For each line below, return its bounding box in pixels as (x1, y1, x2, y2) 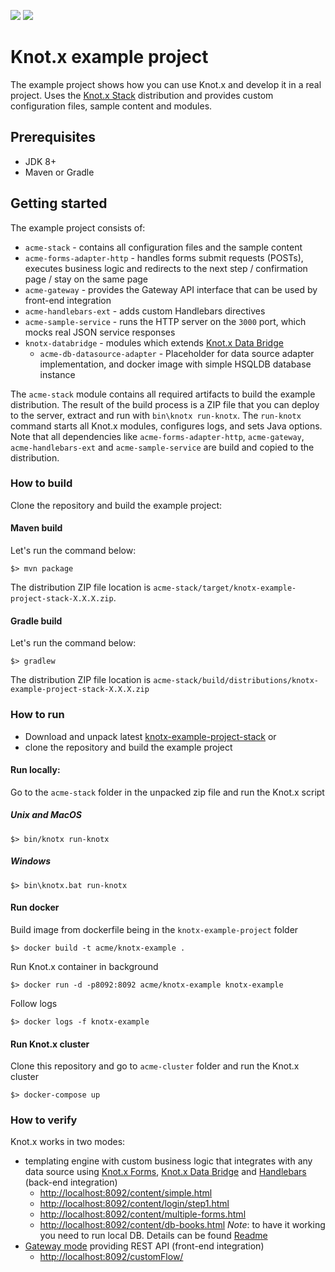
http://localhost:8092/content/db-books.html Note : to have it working (39, 1219, 326, 1231)
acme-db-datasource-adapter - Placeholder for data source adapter (39, 347, 315, 359)
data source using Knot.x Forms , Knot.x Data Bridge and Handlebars (24, 1166, 307, 1178)
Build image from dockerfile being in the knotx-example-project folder (10, 923, 299, 935)
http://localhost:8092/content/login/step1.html (39, 1198, 230, 1210)
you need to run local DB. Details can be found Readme (39, 1230, 268, 1242)
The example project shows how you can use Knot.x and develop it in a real (10, 78, 322, 90)
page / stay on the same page (24, 273, 149, 285)
